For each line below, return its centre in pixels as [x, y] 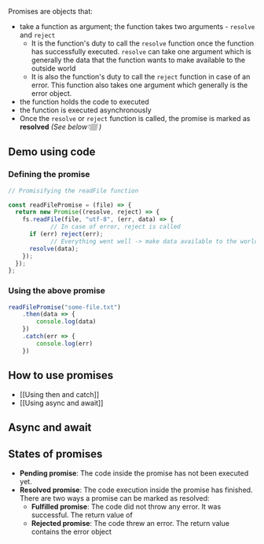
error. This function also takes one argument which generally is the [139, 85]
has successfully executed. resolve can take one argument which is [141, 51]
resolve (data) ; [54, 248]
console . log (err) [64, 344]
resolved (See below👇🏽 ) [60, 127]
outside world [53, 68]
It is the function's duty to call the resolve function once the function [143, 43]
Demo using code [52, 152]
